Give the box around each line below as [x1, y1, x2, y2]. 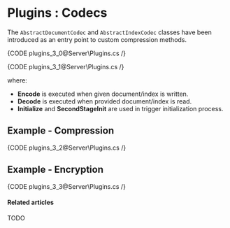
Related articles [7, 198, 54, 207]
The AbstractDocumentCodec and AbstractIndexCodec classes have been [7, 28, 212, 36]
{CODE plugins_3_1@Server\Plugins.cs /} [7, 62, 124, 71]
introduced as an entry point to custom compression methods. [7, 35, 187, 43]
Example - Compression [7, 124, 114, 137]
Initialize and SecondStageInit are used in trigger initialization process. [17, 104, 224, 113]
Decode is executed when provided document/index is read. [17, 97, 192, 106]
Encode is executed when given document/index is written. [17, 90, 189, 98]
